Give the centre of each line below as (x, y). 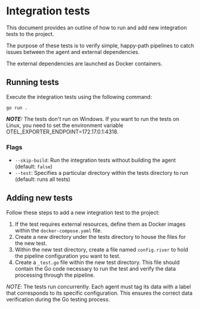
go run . (17, 108)
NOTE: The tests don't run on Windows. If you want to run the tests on (93, 119)
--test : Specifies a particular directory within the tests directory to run (101, 173)
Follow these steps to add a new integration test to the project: (83, 212)
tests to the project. (30, 34)
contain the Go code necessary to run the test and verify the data (95, 268)
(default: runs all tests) (42, 179)
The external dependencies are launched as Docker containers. (84, 63)
